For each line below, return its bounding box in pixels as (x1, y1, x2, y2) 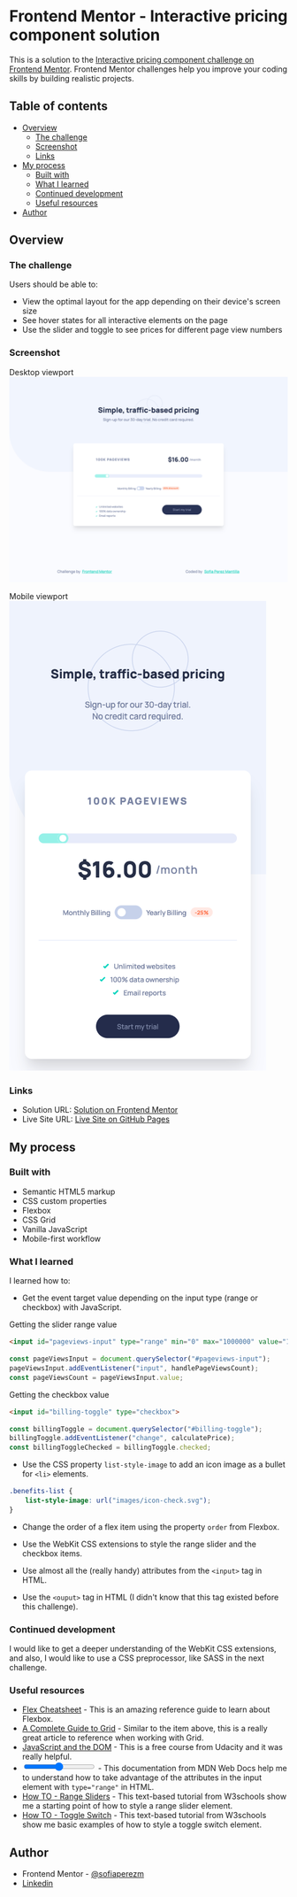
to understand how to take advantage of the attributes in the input (21, 1772, 263, 1783)
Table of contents (9, 99, 108, 114)
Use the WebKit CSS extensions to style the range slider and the (21, 1538, 256, 1549)
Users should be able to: (9, 279, 99, 289)
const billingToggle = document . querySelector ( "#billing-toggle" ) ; (9, 1424, 263, 1433)
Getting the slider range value (9, 1319, 118, 1330)
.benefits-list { (9, 1487, 73, 1496)
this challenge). (21, 1600, 79, 1612)
